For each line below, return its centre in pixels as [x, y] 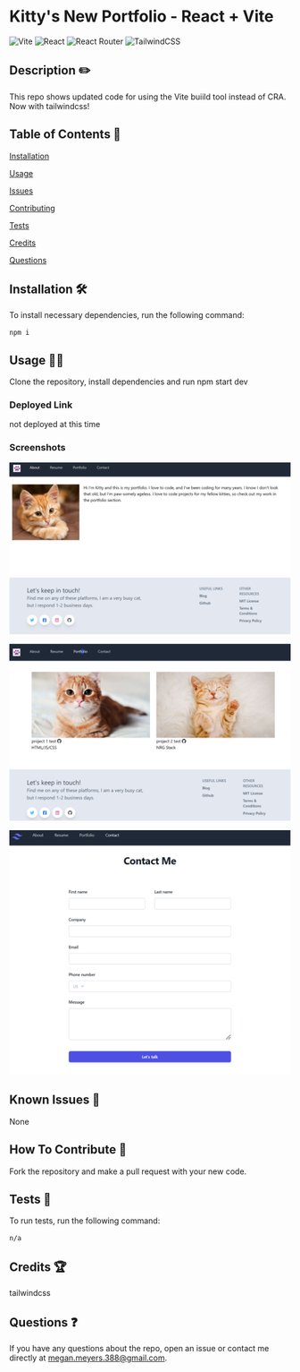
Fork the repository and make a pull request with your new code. [128, 1171]
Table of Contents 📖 [65, 135]
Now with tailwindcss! [50, 106]
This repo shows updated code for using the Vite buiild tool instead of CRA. [148, 97]
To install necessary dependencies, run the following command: [127, 315]
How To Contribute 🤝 [68, 1149]
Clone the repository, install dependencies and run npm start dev [129, 382]
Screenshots [37, 448]
